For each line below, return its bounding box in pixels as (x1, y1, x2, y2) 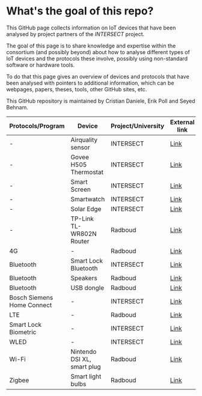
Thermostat (70, 168, 104, 176)
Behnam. (6, 103, 29, 111)
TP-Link (70, 215, 94, 223)
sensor (70, 143, 90, 151)
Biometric (9, 327, 37, 336)
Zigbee (9, 376, 29, 384)
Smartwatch (70, 195, 105, 203)
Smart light (70, 372, 102, 380)
